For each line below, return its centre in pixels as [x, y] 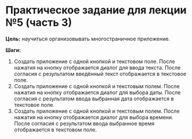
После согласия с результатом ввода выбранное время [84, 123]
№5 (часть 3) [39, 22]
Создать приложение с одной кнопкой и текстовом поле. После [94, 61]
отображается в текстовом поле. [55, 130]
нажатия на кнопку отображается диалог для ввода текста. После [97, 67]
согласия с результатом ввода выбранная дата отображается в [94, 98]
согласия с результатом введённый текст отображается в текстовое [100, 74]
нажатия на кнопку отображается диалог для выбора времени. [94, 117]
